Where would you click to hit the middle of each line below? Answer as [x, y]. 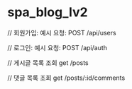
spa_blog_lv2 [48, 12]
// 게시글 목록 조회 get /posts [48, 63]
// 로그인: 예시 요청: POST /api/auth [57, 47]
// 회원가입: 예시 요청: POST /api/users [62, 32]
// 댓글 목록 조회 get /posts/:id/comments [66, 78]
